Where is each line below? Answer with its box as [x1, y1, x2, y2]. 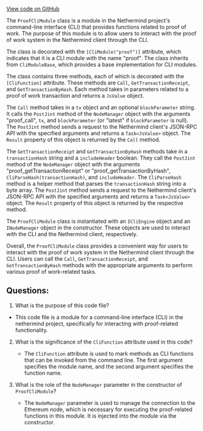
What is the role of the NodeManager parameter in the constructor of [15, 381, 182, 388]
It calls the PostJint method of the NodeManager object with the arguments [6, 110, 191, 117]
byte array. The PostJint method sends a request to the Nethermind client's [6, 186, 196, 194]
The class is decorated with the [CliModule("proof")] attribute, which [6, 48, 181, 55]
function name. [24, 369, 63, 376]
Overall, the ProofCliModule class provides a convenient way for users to [6, 242, 188, 249]
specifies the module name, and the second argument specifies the [24, 362, 193, 370]
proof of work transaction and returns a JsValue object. [6, 92, 145, 99]
